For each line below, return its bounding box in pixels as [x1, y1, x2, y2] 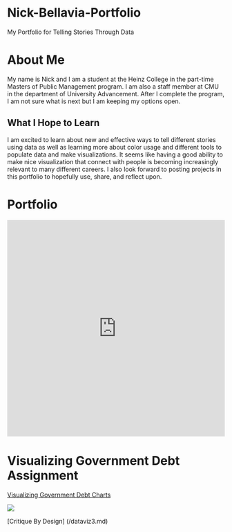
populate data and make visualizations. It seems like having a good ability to [7, 150, 223, 159]
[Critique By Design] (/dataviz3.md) [7, 517, 108, 525]
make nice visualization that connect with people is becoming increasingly [7, 157, 219, 166]
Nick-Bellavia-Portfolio [7, 5, 142, 21]
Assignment [7, 468, 79, 483]
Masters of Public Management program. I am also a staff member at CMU [7, 82, 220, 91]
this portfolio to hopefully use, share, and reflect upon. [7, 172, 162, 181]
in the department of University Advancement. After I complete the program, [7, 89, 225, 98]
